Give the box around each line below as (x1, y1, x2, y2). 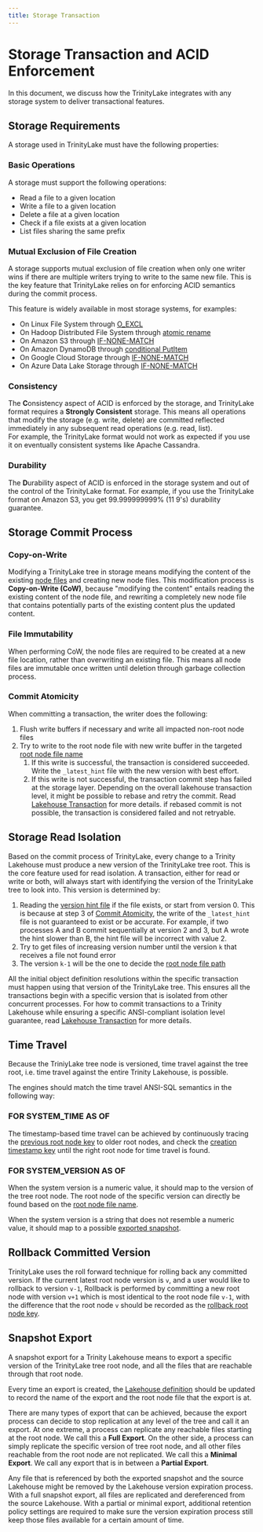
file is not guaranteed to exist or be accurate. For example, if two (19, 917, 229, 926)
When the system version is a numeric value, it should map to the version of (8, 1183, 254, 1192)
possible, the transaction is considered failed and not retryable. (31, 808, 236, 817)
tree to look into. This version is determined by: (8, 885, 161, 894)
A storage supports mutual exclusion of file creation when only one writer (8, 263, 246, 273)
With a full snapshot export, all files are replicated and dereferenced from (8, 1490, 246, 1499)
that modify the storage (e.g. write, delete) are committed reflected (8, 415, 225, 425)
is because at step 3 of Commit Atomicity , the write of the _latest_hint (19, 908, 250, 918)
